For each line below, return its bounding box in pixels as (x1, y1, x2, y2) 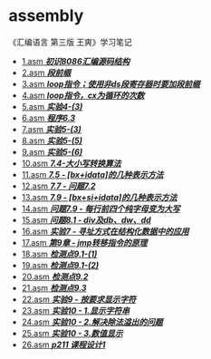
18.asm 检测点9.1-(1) (21, 248, 98, 259)
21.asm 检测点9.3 (21, 282, 87, 293)
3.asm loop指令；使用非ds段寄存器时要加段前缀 (21, 78, 201, 89)
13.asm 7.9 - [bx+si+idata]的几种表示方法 (21, 191, 177, 202)
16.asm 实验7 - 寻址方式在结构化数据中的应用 (21, 226, 189, 237)
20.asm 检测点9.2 (21, 271, 89, 282)
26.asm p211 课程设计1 (21, 339, 106, 350)
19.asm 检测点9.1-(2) (21, 259, 100, 270)
